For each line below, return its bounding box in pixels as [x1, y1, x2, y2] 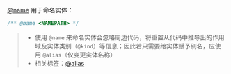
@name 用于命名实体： [7, 6, 74, 14]
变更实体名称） [73, 50, 117, 59]
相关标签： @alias [34, 59, 85, 67]
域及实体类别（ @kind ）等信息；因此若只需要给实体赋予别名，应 [34, 41, 216, 50]
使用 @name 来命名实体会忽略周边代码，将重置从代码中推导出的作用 [34, 33, 225, 41]
